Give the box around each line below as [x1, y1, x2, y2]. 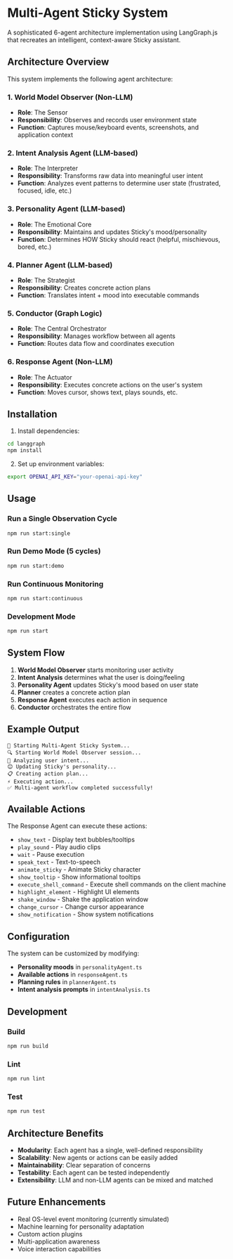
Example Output [7, 723, 79, 735]
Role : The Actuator [17, 373, 72, 381]
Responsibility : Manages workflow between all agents [17, 332, 175, 340]
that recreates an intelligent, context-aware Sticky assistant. [7, 35, 181, 44]
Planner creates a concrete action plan [17, 687, 131, 697]
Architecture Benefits [7, 1127, 104, 1139]
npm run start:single [7, 529, 71, 537]
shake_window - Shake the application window [17, 895, 149, 904]
